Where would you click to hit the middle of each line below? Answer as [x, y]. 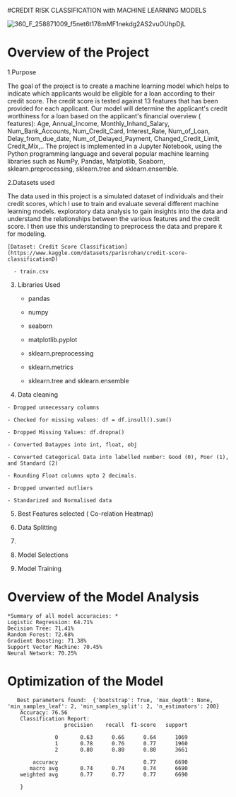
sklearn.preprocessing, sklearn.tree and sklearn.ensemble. [93, 169]
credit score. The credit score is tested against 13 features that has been [113, 101]
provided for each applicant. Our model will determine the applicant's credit [117, 108]
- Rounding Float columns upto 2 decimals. [72, 475]
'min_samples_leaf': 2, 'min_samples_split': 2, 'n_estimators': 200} [113, 706]
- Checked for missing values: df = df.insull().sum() [90, 420]
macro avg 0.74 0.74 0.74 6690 [109, 768]
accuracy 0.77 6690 [111, 762]
